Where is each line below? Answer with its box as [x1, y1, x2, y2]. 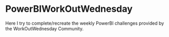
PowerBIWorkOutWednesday [5, 3, 133, 15]
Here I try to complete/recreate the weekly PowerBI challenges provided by [5, 20, 164, 26]
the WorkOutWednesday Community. [5, 25, 83, 31]
